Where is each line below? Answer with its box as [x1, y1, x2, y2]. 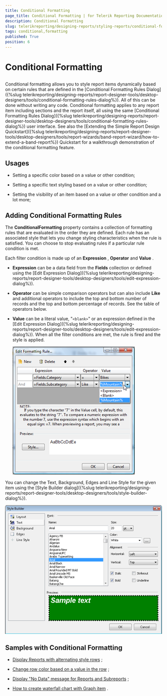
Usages [5, 159, 29, 168]
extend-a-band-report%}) [5, 139, 59, 145]
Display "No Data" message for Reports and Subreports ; [12, 676, 129, 682]
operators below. [12, 306, 47, 312]
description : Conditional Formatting [5, 18, 83, 23]
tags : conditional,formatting [5, 29, 68, 34]
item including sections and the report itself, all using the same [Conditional [5, 107, 160, 114]
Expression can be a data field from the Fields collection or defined [12, 265, 152, 271]
